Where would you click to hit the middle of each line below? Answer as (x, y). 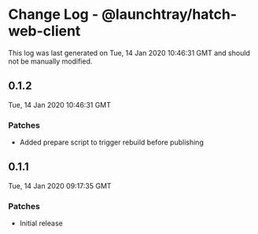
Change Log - (53, 15)
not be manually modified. (50, 61)
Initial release (41, 223)
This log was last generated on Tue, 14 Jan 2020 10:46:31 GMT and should (129, 53)
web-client (44, 31)
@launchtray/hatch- (169, 15)
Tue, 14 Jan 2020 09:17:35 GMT (60, 185)
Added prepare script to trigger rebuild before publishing (112, 142)
